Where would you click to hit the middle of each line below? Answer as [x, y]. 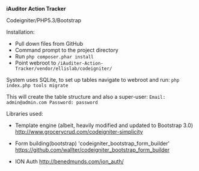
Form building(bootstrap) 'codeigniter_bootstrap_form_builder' [92, 143]
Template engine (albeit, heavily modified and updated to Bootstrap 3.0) [104, 125]
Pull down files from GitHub [49, 44]
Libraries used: [25, 113]
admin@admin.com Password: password [52, 102]
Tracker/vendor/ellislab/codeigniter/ [63, 69]
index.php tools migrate [37, 85]
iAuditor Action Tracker [36, 9]
